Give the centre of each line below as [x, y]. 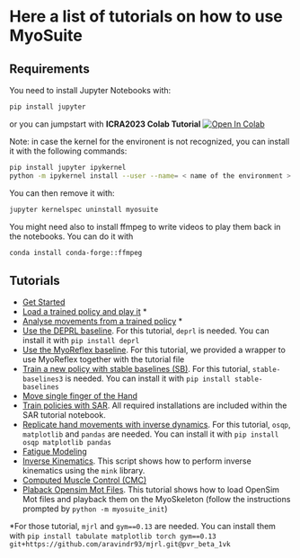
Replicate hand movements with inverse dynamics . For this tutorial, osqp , [156, 425]
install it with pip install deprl [81, 341]
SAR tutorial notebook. [64, 415]
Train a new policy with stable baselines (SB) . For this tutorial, [136, 369]
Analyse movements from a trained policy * [102, 322]
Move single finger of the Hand [79, 396]
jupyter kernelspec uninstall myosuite [84, 209]
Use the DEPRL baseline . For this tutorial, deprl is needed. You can [146, 331]
